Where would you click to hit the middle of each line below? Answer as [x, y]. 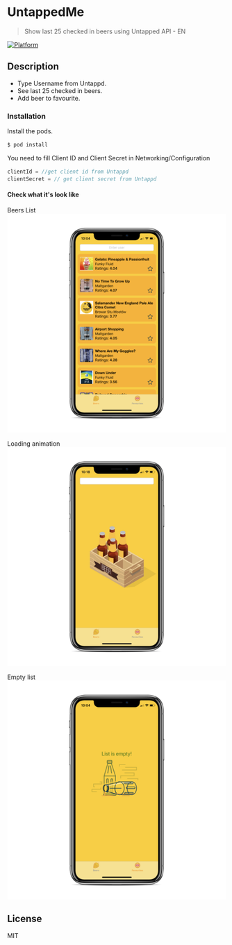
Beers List [22, 210]
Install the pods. [30, 131]
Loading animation [34, 443]
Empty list [22, 677]
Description [33, 67]
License [25, 919]
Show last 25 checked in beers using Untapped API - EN [105, 31]
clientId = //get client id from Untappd [68, 172]
